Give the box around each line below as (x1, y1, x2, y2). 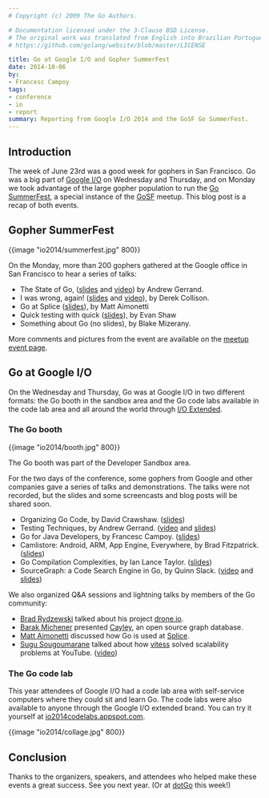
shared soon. (8, 499, 52, 508)
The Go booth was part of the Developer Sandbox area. (8, 458, 191, 468)
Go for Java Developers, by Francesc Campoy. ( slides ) (19, 531, 200, 541)
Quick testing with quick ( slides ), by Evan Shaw (19, 310, 177, 319)
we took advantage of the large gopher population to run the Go (8, 183, 219, 192)
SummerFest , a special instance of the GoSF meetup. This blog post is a (8, 192, 247, 201)
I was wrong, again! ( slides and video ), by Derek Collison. (19, 293, 210, 302)
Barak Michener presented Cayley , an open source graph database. (19, 622, 243, 632)
